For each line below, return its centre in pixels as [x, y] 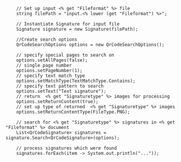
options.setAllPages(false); [52, 60]
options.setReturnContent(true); [57, 102]
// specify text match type [51, 76]
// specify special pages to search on [65, 55]
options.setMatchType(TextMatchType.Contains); [76, 81]
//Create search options [47, 40]
